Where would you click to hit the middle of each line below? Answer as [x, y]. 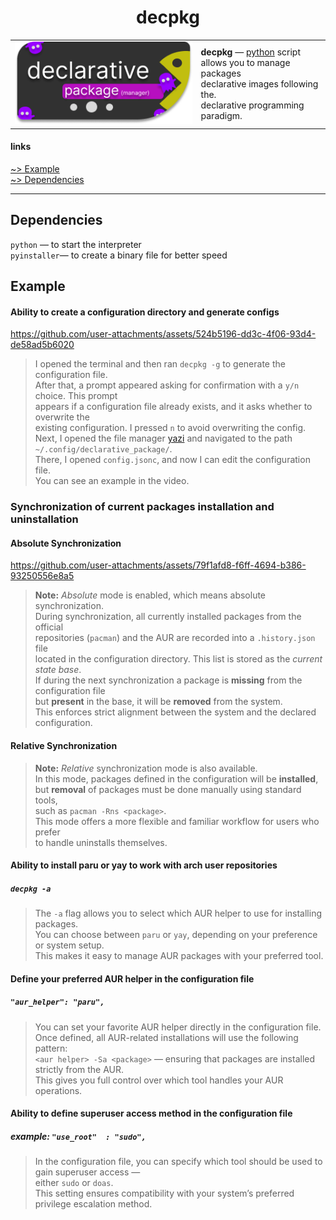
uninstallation [44, 519]
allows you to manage [245, 62]
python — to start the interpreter [76, 244]
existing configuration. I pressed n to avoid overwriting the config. [170, 428]
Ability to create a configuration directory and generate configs [145, 312]
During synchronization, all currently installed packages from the [168, 617]
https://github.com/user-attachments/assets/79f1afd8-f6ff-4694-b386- [158, 565]
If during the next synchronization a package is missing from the [168, 680]
